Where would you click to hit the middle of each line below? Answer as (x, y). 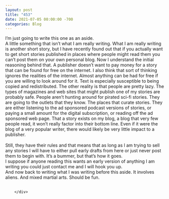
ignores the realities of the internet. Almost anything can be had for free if (82, 76)
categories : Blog (23, 24)
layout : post (19, 10)
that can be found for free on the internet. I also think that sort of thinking (81, 71)
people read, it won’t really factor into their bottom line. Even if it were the (81, 124)
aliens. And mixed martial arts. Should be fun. (52, 177)
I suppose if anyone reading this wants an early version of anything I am (80, 161)
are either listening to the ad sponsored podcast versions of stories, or (78, 108)
